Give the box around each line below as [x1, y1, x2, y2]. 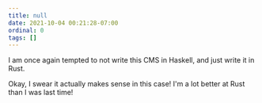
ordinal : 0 [8, 26, 44, 34]
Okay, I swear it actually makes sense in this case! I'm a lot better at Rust [8, 79, 245, 89]
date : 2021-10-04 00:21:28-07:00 [8, 19, 119, 27]
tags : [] [8, 33, 37, 42]
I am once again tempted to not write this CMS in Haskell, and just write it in [8, 55, 255, 65]
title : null [8, 11, 47, 20]
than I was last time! [8, 88, 74, 97]
